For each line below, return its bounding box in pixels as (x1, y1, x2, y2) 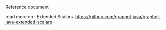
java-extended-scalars (5, 19, 52, 25)
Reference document (5, 4, 49, 10)
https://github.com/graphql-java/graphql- (75, 14, 161, 19)
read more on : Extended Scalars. (5, 14, 74, 19)
